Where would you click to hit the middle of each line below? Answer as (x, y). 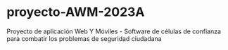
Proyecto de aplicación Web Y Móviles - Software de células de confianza (114, 31)
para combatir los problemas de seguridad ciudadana (84, 38)
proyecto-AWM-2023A (76, 12)
